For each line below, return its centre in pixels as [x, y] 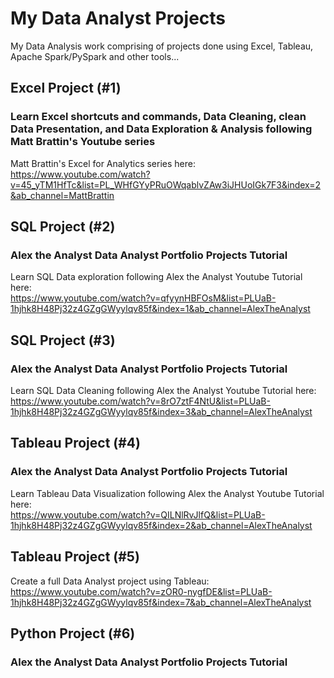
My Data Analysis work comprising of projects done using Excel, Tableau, [162, 46]
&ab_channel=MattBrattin [62, 195]
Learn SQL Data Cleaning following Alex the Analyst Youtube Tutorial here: [163, 390]
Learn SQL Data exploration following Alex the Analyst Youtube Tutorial [156, 277]
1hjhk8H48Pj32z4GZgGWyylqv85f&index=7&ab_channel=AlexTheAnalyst [161, 602]
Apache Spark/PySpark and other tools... [95, 56]
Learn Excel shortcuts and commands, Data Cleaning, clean [158, 117]
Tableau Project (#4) [75, 443]
